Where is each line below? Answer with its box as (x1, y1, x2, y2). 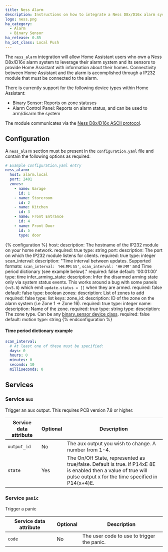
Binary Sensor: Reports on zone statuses (12, 100, 97, 106)
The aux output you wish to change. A (66, 440, 156, 447)
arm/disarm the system (12, 110, 60, 116)
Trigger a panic (5, 505, 36, 511)
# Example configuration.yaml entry (5, 163, 81, 168)
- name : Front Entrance (14, 214, 64, 219)
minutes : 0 (9, 358, 32, 363)
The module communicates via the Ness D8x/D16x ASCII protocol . (5, 120, 141, 126)
